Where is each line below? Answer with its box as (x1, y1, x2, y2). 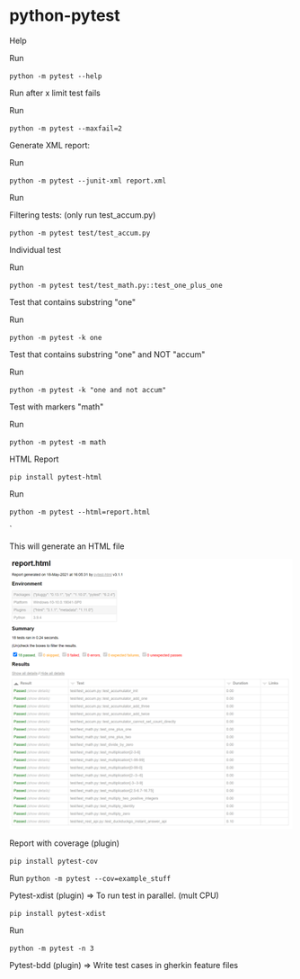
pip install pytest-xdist (9, 910, 106, 919)
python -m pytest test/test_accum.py (9, 229, 151, 238)
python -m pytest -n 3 (9, 944, 94, 954)
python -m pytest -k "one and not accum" (9, 385, 167, 394)
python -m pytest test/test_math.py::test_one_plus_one (9, 281, 223, 290)
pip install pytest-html (9, 472, 102, 481)
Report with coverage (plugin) (9, 838, 119, 849)
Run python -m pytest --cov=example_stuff (9, 873, 172, 884)
